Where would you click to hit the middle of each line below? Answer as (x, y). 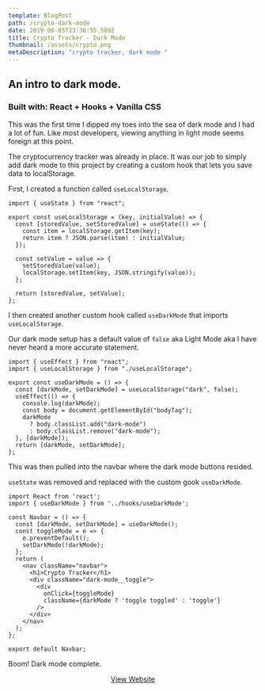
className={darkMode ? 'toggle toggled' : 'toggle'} (132, 600)
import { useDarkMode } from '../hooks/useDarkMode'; (99, 503)
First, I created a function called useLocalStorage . (88, 189)
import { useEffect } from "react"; (68, 361)
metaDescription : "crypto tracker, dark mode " (88, 52)
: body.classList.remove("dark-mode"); (95, 431)
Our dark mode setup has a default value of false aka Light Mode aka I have (132, 338)
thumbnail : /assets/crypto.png (60, 45)
